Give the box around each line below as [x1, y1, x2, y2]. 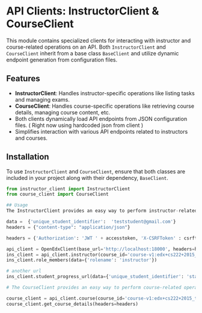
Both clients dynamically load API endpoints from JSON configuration [14, 115, 188, 122]
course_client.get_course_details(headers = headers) [6, 301, 138, 307]
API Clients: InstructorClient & [6, 4, 159, 18]
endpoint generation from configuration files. [6, 56, 118, 63]
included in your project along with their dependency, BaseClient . [6, 174, 168, 181]
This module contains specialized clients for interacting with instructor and [6, 37, 191, 44]
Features [6, 73, 40, 84]
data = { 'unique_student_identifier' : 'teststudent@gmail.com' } [6, 218, 176, 225]
